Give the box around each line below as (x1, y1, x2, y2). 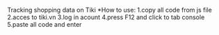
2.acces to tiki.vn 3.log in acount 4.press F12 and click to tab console (7, 13, 205, 21)
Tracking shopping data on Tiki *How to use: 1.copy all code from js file (7, 6, 212, 14)
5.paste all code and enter (7, 21, 82, 28)
